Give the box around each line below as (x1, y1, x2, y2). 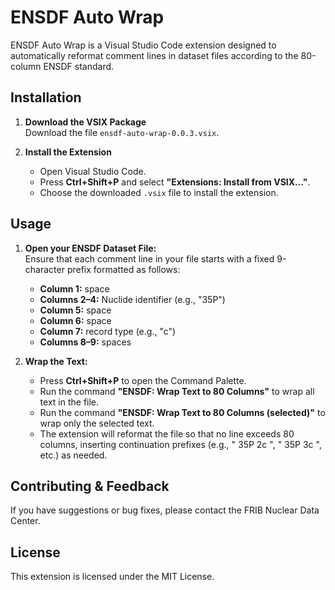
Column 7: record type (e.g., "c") (39, 325, 177, 337)
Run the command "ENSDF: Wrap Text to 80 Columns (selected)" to (39, 406, 326, 418)
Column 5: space (39, 304, 112, 316)
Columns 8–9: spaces (39, 336, 132, 348)
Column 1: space (39, 282, 110, 295)
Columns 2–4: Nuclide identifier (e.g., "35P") (39, 293, 226, 305)
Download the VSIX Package (24, 116, 147, 128)
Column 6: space (39, 314, 112, 326)
